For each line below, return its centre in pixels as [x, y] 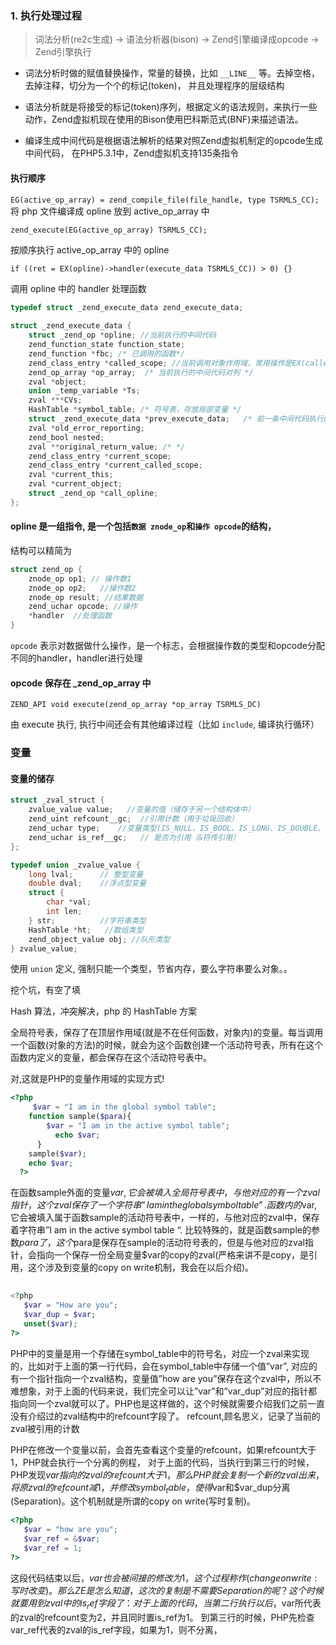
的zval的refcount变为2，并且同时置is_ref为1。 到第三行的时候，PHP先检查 [162, 1617]
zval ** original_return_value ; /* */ [107, 447]
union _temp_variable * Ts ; [84, 391]
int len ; [64, 912]
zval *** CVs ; [55, 400]
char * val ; [69, 902]
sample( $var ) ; [57, 1153]
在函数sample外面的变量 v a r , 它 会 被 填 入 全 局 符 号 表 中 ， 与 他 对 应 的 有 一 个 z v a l [165, 1193]
